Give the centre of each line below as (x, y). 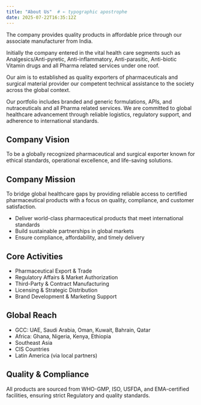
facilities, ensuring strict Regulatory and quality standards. (78, 395)
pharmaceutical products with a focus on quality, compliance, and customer (100, 200)
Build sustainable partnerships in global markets (74, 231)
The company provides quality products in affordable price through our (94, 34)
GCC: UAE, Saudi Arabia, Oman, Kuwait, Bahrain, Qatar (83, 330)
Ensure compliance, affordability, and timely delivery (80, 238)
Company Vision (38, 139)
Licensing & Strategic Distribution (56, 290)
